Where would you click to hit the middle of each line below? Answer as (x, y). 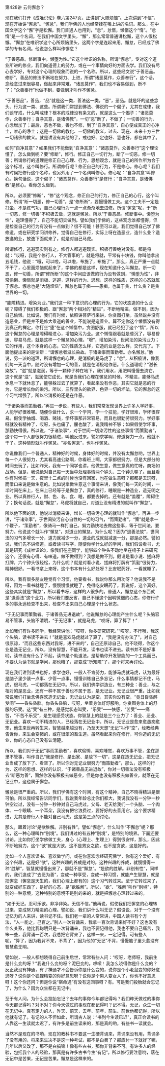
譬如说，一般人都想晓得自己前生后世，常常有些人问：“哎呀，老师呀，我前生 (82, 957)
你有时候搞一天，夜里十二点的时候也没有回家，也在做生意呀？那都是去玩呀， (82, 478)
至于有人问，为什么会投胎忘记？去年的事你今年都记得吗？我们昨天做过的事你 (82, 999)
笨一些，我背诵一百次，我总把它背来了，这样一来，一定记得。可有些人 (76, 934)
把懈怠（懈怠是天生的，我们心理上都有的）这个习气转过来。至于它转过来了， (82, 881)
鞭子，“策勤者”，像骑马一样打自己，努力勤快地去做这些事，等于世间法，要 (84, 525)
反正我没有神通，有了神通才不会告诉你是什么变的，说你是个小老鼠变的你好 (80, 970)
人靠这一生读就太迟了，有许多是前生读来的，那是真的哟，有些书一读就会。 (80, 1023)
